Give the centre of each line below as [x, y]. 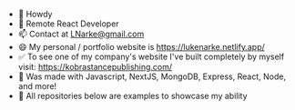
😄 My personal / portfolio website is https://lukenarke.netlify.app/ [142, 47]
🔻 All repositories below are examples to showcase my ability [132, 96]
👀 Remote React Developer [69, 24]
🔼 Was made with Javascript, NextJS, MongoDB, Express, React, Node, [152, 76]
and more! [37, 86]
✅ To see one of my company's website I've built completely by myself [151, 56]
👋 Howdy [35, 14]
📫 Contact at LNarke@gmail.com [81, 34]
